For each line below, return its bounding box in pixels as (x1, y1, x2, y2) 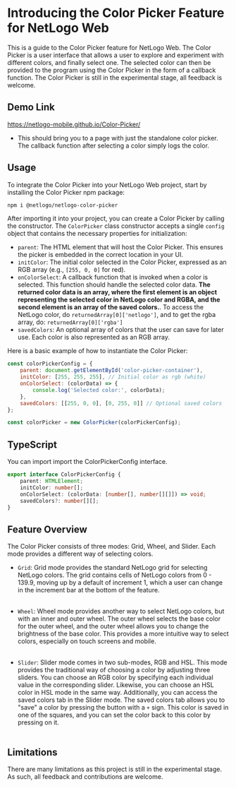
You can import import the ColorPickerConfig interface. (7, 458, 168, 466)
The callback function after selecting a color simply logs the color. (17, 141, 210, 150)
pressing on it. (17, 718, 60, 727)
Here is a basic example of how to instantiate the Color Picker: (7, 347, 188, 355)
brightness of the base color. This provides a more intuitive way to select (17, 630, 229, 638)
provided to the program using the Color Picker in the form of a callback (7, 66, 216, 74)
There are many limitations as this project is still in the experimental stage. (7, 765, 222, 773)
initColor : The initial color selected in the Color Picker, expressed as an (17, 258, 227, 266)
